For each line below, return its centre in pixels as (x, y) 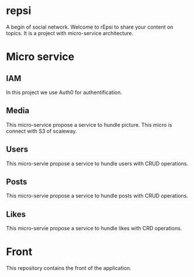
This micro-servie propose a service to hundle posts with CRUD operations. (97, 196)
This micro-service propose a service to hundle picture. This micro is (89, 124)
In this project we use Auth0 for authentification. (64, 92)
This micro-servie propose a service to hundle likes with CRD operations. (94, 228)
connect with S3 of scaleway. (41, 131)
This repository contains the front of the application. (69, 268)
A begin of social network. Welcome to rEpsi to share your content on (90, 27)
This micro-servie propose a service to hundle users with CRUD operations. (97, 163)
